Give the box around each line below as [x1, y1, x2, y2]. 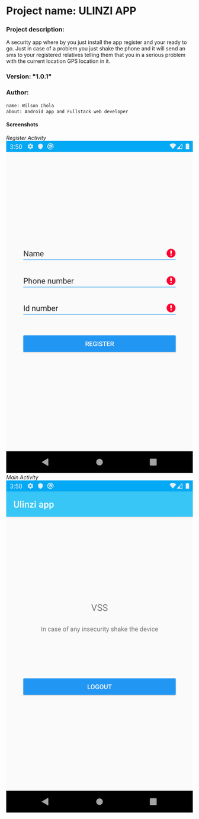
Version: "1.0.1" [6, 72, 52, 81]
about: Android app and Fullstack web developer [6, 109, 129, 114]
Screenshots [6, 121, 38, 128]
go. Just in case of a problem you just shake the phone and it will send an [6, 45, 185, 52]
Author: [6, 88, 29, 97]
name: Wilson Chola [6, 103, 54, 109]
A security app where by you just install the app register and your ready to [6, 39, 187, 46]
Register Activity [6, 134, 46, 141]
